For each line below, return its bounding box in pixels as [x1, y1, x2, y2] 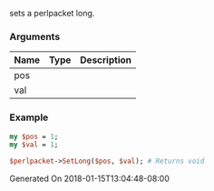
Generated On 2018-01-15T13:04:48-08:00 [9, 173, 170, 185]
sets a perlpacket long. [9, 8, 95, 18]
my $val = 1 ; [9, 140, 59, 149]
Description [80, 54, 131, 66]
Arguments [9, 30, 61, 43]
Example [9, 111, 49, 124]
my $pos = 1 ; [9, 132, 59, 141]
